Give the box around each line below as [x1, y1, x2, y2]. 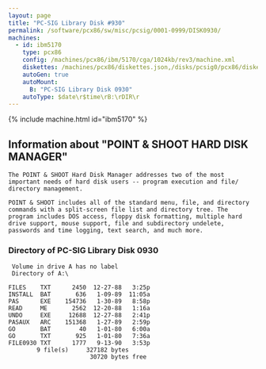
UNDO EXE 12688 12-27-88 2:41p [8, 311, 150, 320]
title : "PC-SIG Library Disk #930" [8, 19, 126, 27]
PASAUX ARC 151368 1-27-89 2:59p [8, 318, 150, 326]
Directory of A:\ [11, 270, 69, 278]
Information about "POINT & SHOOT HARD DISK [8, 137, 249, 151]
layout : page [8, 11, 51, 20]
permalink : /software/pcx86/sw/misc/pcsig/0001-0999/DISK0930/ [8, 26, 222, 34]
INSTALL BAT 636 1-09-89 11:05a [8, 290, 150, 298]
